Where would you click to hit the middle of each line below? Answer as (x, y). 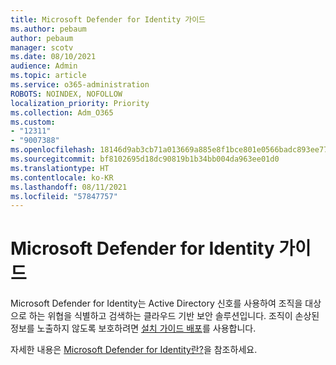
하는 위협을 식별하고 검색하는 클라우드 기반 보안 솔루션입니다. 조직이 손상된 (174, 316)
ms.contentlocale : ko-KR (62, 177)
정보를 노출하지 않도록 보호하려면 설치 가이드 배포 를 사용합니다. (133, 328)
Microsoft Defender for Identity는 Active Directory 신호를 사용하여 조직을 (156, 303)
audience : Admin (44, 66)
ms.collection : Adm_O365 (62, 112)
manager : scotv (42, 47)
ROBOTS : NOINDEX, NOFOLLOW (66, 94)
